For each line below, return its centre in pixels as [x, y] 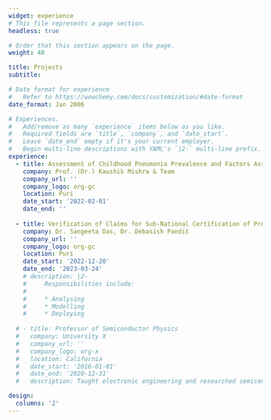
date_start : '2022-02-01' [67, 202]
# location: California [59, 359]
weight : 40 [27, 53]
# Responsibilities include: [79, 284]
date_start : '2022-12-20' [67, 262]
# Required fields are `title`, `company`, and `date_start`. [119, 134]
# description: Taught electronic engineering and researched [126, 381]
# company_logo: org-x [57, 351]
